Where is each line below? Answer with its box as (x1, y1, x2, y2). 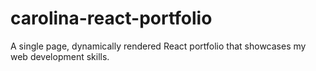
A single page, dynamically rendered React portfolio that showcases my (10, 40, 307, 52)
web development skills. (10, 50, 110, 62)
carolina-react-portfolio (10, 7, 213, 30)
